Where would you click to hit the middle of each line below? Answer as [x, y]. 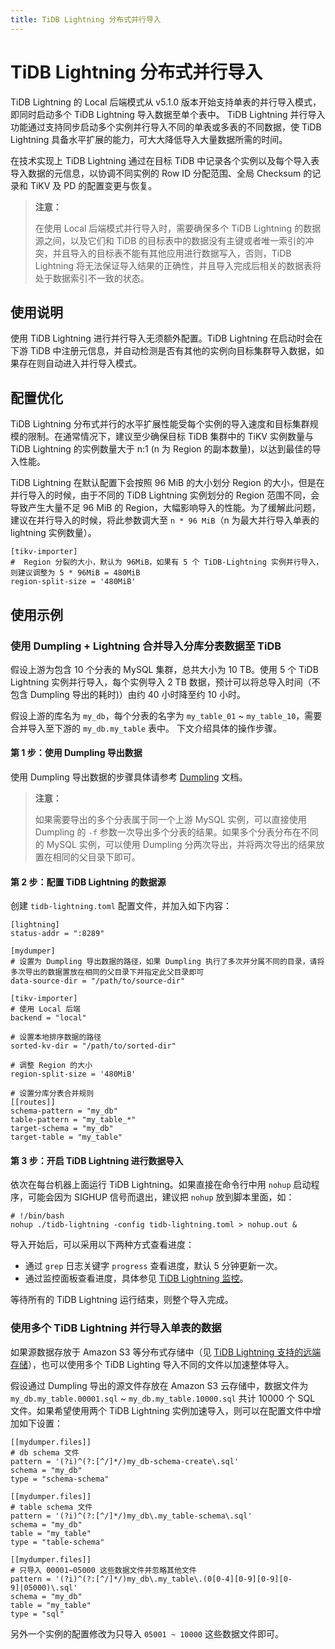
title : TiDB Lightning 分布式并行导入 [86, 19]
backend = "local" [48, 1018]
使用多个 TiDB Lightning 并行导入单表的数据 [116, 1328]
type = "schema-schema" [60, 1479]
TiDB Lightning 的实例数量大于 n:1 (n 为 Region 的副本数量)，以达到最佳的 [161, 449]
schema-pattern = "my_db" [64, 1111]
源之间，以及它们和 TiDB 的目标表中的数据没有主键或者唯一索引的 [170, 240]
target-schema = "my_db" [62, 1129]
